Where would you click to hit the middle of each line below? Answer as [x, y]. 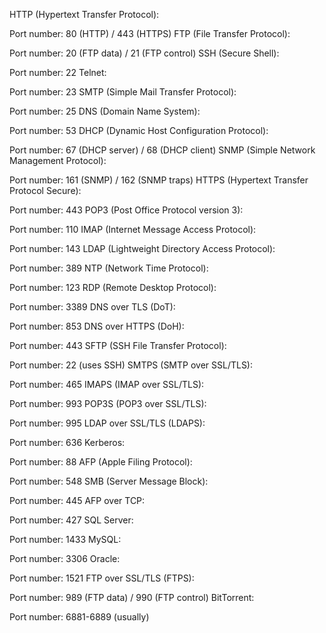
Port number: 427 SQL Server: [71, 520]
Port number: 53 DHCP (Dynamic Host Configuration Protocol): [139, 130]
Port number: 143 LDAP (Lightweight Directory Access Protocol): [142, 248]
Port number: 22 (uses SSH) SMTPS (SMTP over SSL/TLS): [131, 365]
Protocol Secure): [45, 190]
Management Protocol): [58, 160]
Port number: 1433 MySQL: [65, 539]
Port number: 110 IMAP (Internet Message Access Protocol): [133, 229]
